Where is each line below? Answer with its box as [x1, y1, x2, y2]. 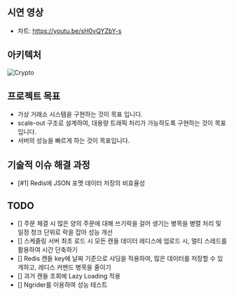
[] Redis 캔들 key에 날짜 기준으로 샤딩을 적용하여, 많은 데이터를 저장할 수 [17, 255, 216, 263]
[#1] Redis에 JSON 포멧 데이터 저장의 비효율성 [17, 179, 146, 187]
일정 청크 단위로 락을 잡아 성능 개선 [17, 228, 113, 236]
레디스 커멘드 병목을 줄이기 [38, 263, 111, 271]
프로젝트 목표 [7, 90, 61, 102]
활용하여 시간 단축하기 [17, 245, 78, 254]
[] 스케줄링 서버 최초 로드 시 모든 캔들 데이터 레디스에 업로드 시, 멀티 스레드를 [17, 237, 228, 245]
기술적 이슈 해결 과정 [7, 159, 90, 170]
